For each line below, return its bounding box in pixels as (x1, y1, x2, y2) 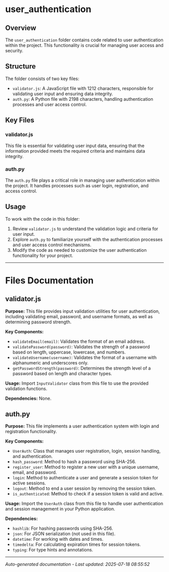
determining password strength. (5, 319, 72, 325)
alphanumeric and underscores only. (12, 360, 89, 366)
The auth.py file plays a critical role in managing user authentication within (5, 177, 160, 183)
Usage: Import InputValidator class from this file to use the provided (5, 380, 149, 386)
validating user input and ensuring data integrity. (12, 91, 113, 97)
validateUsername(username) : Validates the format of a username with (12, 354, 157, 361)
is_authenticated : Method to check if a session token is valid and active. (12, 491, 163, 497)
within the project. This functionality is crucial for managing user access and (5, 42, 163, 48)
